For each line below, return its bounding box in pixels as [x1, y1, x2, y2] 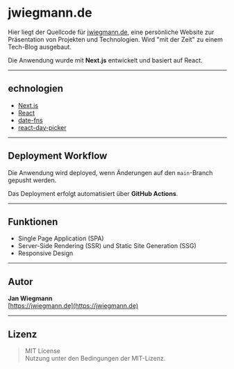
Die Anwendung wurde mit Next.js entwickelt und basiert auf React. [8, 56, 203, 64]
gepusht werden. [8, 176, 57, 184]
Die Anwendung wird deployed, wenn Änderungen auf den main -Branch [8, 168, 213, 177]
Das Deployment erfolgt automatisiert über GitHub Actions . [8, 189, 178, 197]
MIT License [24, 347, 61, 355]
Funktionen [8, 215, 58, 227]
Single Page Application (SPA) [17, 234, 104, 243]
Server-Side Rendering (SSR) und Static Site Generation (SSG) [17, 242, 197, 250]
